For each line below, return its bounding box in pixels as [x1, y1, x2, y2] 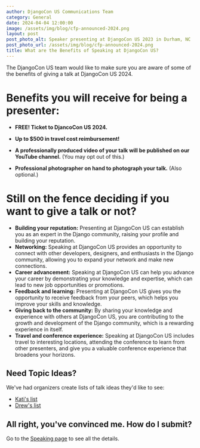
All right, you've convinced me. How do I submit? [6, 419, 192, 430]
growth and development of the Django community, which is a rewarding [14, 319, 194, 326]
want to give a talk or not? [6, 204, 137, 218]
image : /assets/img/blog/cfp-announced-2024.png [6, 25, 130, 32]
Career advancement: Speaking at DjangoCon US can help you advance [14, 268, 195, 276]
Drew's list [14, 402, 41, 409]
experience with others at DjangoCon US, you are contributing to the [14, 313, 184, 320]
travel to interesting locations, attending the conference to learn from [14, 338, 185, 345]
